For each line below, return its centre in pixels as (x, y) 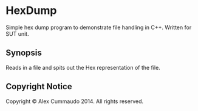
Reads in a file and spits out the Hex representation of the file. (83, 67)
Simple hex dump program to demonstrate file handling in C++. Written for (99, 27)
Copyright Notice (39, 86)
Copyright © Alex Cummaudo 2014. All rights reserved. (75, 101)
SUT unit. (17, 33)
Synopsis (24, 53)
